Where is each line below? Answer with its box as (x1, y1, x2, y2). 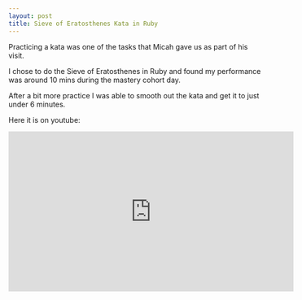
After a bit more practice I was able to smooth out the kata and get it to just (8, 90, 260, 100)
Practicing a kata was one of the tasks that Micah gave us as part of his (8, 41, 248, 51)
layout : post (8, 11, 53, 20)
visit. (8, 50, 24, 60)
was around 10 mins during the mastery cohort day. (8, 75, 182, 85)
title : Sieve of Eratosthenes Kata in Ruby (8, 20, 159, 28)
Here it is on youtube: (8, 115, 81, 124)
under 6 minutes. (8, 99, 66, 109)
